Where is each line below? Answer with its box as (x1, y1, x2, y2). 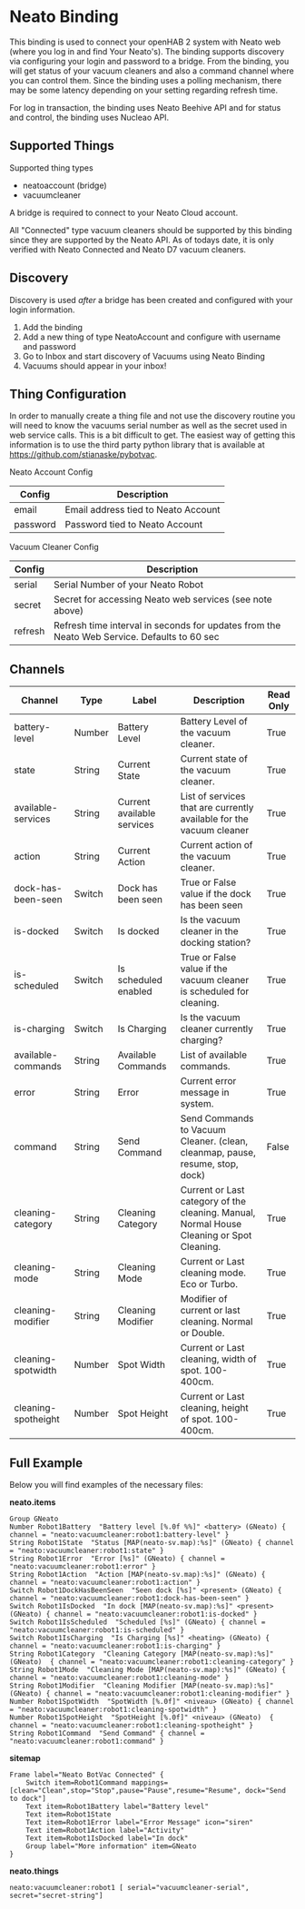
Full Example (9, 1455, 84, 1471)
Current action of (180, 839, 253, 851)
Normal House (180, 1218, 242, 1231)
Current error (180, 1075, 237, 1087)
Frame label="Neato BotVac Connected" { (9, 1770, 165, 1779)
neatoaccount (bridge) (22, 180, 107, 191)
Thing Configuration (9, 386, 127, 401)
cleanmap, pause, (180, 1146, 256, 1159)
